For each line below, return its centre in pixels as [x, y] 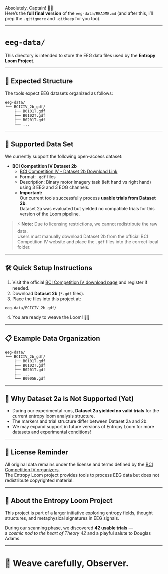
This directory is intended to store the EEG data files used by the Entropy [80, 55]
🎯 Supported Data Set [39, 145]
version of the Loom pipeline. [50, 214]
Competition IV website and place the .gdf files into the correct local [88, 242]
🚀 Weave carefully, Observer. [67, 563]
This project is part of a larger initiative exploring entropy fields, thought [79, 513]
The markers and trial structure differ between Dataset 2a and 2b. [80, 421]
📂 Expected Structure [39, 81]
